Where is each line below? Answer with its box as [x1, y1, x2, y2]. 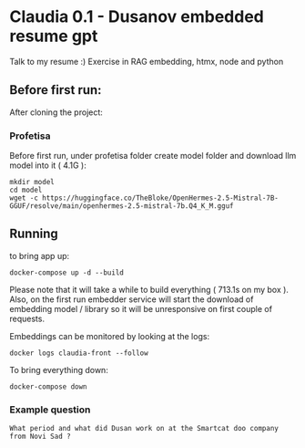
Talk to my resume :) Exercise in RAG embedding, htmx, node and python [9, 56, 284, 67]
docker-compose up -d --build [9, 267, 125, 277]
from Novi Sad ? [9, 432, 71, 442]
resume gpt [9, 26, 98, 47]
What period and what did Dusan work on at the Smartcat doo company [9, 424, 280, 433]
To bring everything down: [9, 364, 109, 375]
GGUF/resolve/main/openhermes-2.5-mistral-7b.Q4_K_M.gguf [9, 202, 234, 211]
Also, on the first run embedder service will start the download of [9, 294, 254, 305]
